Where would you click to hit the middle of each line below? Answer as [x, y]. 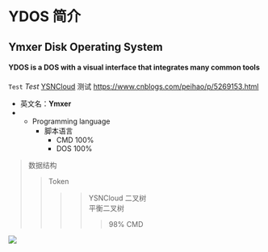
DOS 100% [74, 148]
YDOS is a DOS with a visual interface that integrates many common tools [134, 67]
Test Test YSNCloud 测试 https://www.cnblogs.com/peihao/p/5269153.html [134, 86]
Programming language [71, 121]
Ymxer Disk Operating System [86, 46]
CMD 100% [75, 140]
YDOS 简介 [45, 17]
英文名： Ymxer [46, 103]
